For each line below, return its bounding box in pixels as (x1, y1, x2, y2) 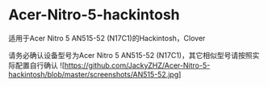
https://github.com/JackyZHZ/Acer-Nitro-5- (64, 60, 211, 70)
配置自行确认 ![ (15, 60, 65, 70)
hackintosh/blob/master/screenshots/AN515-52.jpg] (8, 69, 182, 79)
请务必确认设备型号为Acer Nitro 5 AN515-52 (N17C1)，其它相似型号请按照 (8, 50, 253, 60)
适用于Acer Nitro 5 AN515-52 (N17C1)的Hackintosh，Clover (8, 33, 206, 43)
